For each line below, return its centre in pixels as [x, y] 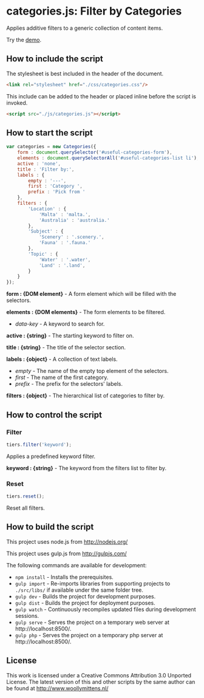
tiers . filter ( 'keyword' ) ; [39, 445]
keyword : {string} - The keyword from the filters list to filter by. [87, 468]
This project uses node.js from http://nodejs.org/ [67, 541]
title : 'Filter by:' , [46, 169]
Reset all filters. [26, 508]
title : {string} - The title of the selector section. [66, 347]
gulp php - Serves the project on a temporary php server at [89, 635]
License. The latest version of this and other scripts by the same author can [101, 682]
